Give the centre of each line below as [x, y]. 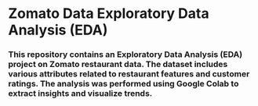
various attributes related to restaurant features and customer [129, 74]
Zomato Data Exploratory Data [109, 14]
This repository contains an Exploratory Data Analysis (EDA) [125, 55]
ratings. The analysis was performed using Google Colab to [124, 84]
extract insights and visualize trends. [80, 94]
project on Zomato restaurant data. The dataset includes [118, 65]
